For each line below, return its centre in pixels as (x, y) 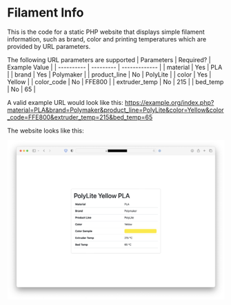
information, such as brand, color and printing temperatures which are (107, 39)
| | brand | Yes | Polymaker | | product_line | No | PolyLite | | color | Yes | (109, 75)
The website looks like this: (46, 130)
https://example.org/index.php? (169, 102)
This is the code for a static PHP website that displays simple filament (106, 32)
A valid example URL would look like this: (66, 102)
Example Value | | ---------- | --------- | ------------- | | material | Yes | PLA (115, 67)
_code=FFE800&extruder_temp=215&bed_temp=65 (80, 117)
